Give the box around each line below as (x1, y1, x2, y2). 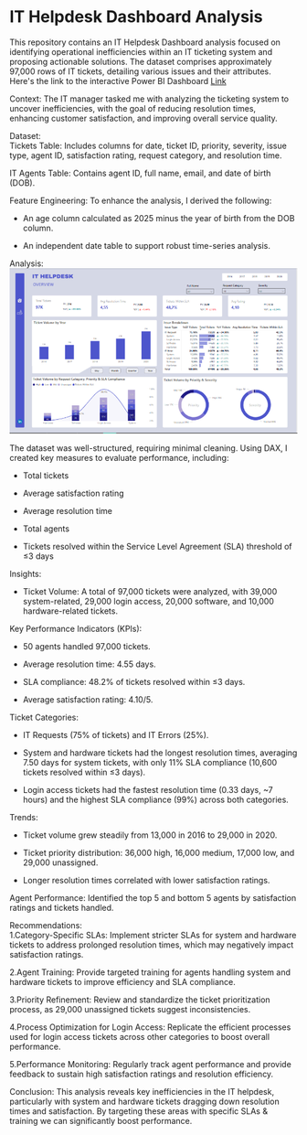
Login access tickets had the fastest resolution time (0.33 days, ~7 (22, 785, 273, 795)
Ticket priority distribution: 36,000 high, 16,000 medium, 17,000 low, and (22, 848, 295, 858)
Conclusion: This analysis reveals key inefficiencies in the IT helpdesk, (9, 1087, 275, 1097)
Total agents (22, 523, 70, 534)
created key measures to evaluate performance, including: (9, 453, 229, 463)
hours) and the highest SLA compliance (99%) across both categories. (22, 794, 290, 805)
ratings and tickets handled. (9, 903, 114, 913)
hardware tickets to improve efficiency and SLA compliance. (9, 977, 236, 987)
